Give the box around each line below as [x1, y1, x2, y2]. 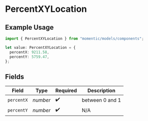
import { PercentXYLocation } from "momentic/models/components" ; [5, 36, 144, 41]
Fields [5, 73, 25, 81]
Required [55, 87, 77, 94]
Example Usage [5, 23, 54, 32]
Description [87, 87, 116, 94]
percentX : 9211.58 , [9, 49, 50, 55]
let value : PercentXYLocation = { [5, 45, 76, 50]
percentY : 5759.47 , [9, 54, 50, 59]
